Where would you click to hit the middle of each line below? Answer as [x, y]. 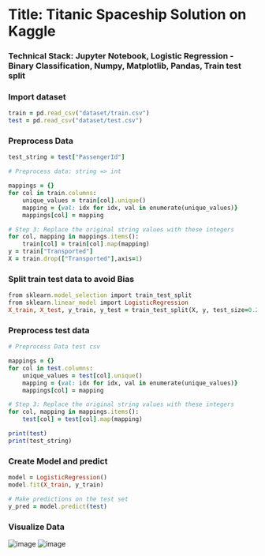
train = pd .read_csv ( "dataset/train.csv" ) [79, 113]
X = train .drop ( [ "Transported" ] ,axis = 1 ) [76, 259]
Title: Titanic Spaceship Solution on [127, 15]
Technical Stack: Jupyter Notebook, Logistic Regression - [121, 56]
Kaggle [32, 31]
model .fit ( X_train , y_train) [56, 485]
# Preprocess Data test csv [54, 347]
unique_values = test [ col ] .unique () [83, 376]
